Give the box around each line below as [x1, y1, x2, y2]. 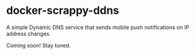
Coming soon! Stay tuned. [6, 42, 71, 49]
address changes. [6, 30, 51, 37]
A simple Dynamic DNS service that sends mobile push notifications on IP [6, 24, 190, 31]
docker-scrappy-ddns [6, 4, 120, 18]
